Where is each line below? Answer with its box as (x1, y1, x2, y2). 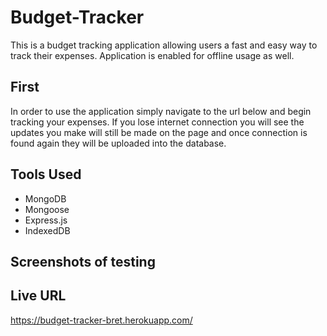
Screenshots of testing (10, 253, 156, 270)
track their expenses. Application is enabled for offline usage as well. (10, 49, 295, 61)
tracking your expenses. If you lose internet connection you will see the (10, 116, 305, 128)
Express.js (24, 214, 68, 226)
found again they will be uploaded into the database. (10, 137, 227, 149)
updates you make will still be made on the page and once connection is (10, 126, 308, 138)
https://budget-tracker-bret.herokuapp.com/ (10, 314, 193, 326)
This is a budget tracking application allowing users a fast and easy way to (10, 39, 318, 51)
